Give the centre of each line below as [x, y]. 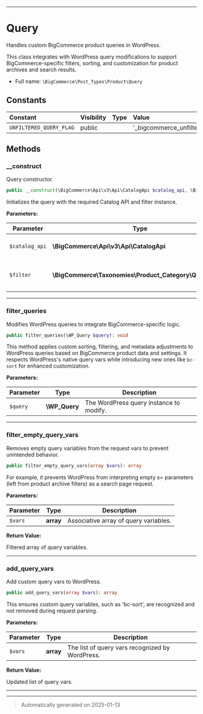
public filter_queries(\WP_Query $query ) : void [67, 335]
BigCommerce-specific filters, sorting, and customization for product [92, 63]
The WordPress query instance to [132, 403]
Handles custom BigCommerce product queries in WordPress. [84, 45]
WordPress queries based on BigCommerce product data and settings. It [97, 353]
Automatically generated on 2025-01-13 [71, 704]
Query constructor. [30, 180]
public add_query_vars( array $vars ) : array [62, 592]
